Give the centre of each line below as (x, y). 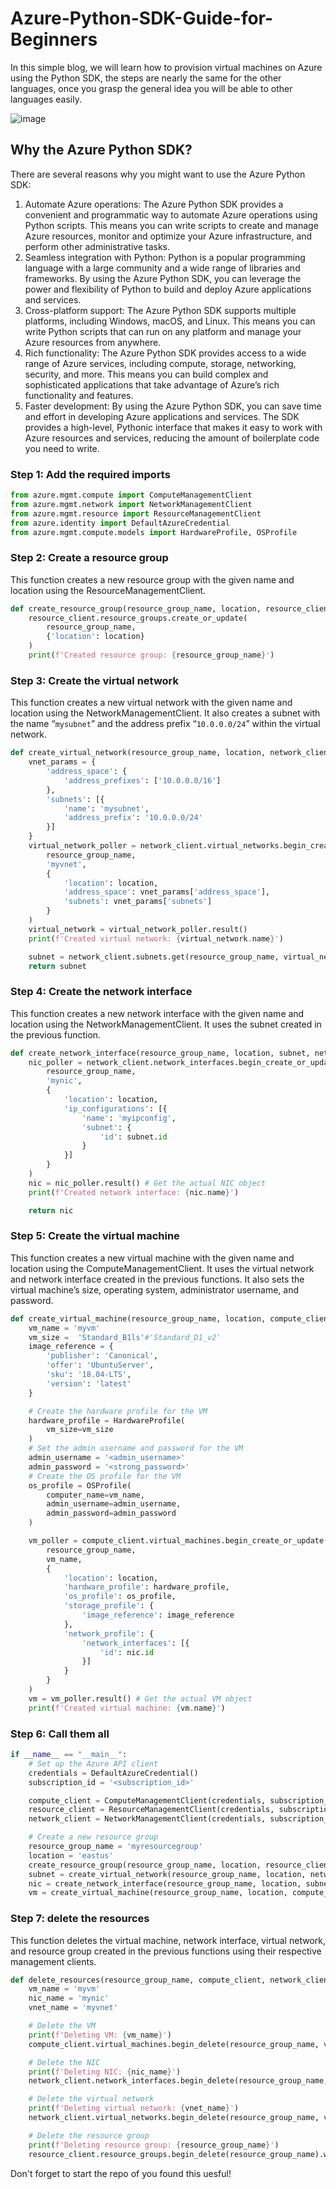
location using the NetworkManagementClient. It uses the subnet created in (166, 1024)
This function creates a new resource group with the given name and (152, 579)
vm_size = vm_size (80, 1430)
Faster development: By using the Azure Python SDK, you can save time (173, 406)
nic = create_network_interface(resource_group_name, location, (165, 1883)
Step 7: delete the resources (80, 1919)
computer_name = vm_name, (95, 1495)
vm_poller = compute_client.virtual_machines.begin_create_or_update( (178, 1541)
